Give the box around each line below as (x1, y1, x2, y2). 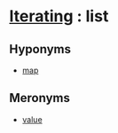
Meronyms (9, 90, 71, 106)
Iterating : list (9, 6, 109, 27)
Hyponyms (9, 42, 71, 57)
